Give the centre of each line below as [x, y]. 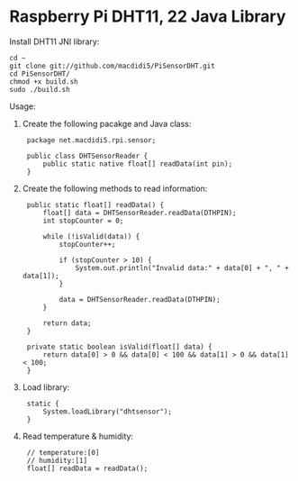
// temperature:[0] [63, 452]
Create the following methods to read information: [115, 188]
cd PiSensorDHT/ [40, 74]
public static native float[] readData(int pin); [138, 164]
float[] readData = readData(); [87, 468]
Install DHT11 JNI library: [54, 41]
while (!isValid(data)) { [91, 236]
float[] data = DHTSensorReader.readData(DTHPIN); [140, 213]
